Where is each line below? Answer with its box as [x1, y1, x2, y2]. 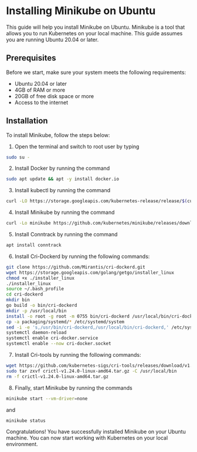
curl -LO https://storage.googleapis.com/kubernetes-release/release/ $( [6, 198, 188, 204]
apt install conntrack [6, 242, 62, 248]
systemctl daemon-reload [6, 330, 67, 336]
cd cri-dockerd [6, 292, 43, 297]
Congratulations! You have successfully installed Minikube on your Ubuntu [6, 428, 186, 436]
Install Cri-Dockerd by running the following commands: [14, 253, 150, 260]
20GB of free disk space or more [14, 92, 94, 99]
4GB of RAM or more [14, 86, 66, 93]
